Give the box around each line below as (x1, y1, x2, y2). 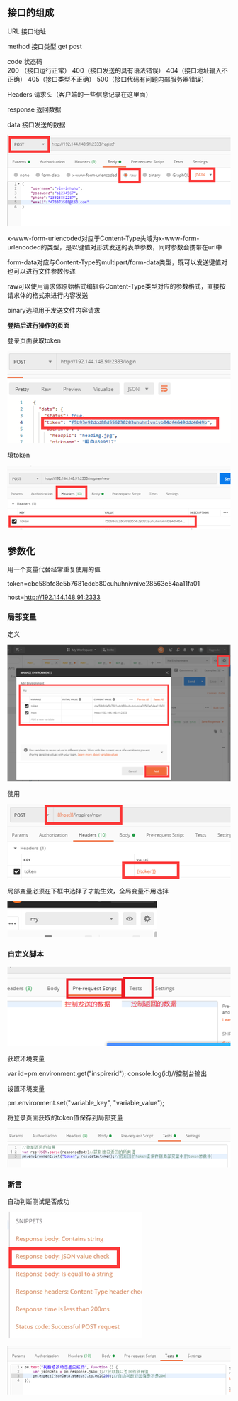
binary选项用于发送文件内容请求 (7, 306, 101, 314)
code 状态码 (7, 57, 43, 65)
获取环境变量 (7, 1054, 45, 1063)
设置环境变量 (7, 1084, 45, 1093)
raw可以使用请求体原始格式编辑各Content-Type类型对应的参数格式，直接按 (7, 281, 226, 290)
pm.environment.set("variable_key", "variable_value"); (7, 1098, 165, 1107)
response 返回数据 (7, 105, 62, 114)
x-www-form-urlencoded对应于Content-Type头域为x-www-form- (7, 234, 200, 242)
